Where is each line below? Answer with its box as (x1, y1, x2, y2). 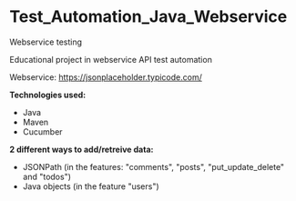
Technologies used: (9, 89, 87, 100)
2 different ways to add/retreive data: (9, 144, 154, 155)
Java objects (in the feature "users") (22, 180, 159, 192)
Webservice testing (9, 36, 83, 47)
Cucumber (22, 126, 63, 137)
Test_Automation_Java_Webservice (9, 6, 288, 27)
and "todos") (22, 171, 71, 182)
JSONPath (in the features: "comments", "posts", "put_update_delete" (22, 161, 285, 172)
